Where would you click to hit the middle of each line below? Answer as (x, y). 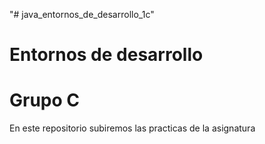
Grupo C (45, 100)
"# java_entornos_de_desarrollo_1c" (82, 14)
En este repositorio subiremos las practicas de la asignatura (132, 128)
